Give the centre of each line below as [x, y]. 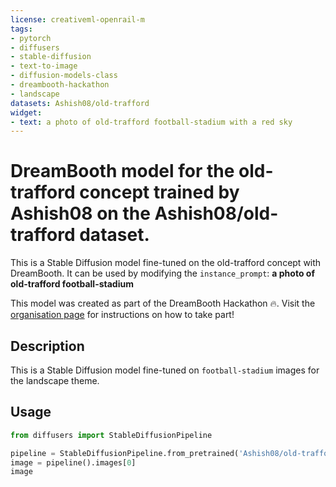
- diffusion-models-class [64, 76]
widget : [26, 112]
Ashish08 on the [80, 213]
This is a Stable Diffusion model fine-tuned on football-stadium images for [165, 370]
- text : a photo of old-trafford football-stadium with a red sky [151, 122]
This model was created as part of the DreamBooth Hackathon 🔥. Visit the [163, 303]
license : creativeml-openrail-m [77, 19]
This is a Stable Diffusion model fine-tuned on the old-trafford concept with [166, 263]
